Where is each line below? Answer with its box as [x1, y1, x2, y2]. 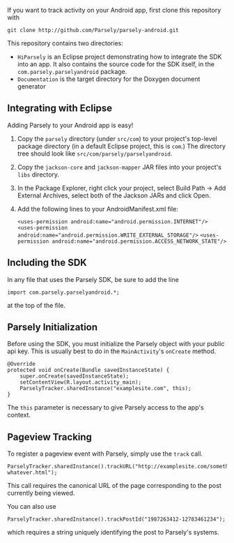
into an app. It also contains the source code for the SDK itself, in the [17, 60, 214, 68]
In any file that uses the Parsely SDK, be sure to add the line [7, 275, 179, 283]
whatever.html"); [7, 469, 58, 477]
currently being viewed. [7, 489, 75, 498]
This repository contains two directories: [7, 39, 123, 47]
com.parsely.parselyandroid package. [17, 68, 127, 75]
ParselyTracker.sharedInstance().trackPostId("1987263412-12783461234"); [7, 516, 226, 523]
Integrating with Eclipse [7, 103, 113, 114]
